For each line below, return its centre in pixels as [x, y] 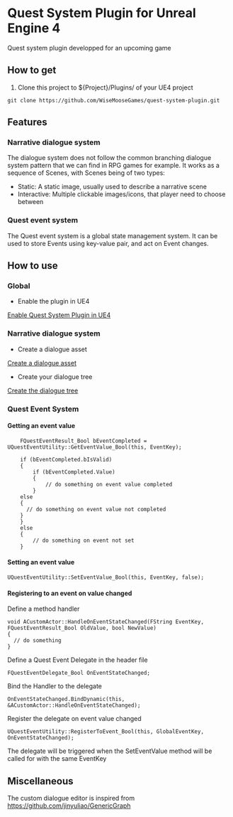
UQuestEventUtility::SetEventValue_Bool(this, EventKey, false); [106, 577]
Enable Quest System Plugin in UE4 [59, 315]
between [30, 202]
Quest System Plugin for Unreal [102, 13]
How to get [32, 70]
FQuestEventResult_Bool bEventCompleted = [84, 441]
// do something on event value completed [109, 484]
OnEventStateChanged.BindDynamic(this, [66, 699]
